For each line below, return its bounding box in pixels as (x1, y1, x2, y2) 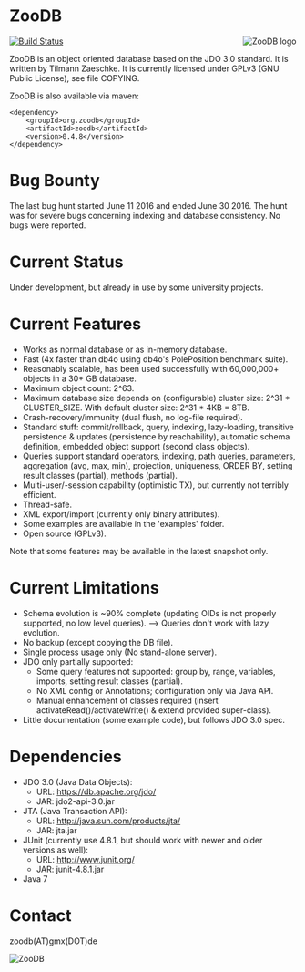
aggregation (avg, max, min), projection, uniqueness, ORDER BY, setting (22, 460, 293, 470)
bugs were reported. (9, 220, 86, 231)
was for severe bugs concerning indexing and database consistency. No (9, 210, 280, 221)
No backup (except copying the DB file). (22, 636, 174, 647)
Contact (9, 905, 72, 925)
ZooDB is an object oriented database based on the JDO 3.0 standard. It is (9, 53, 289, 64)
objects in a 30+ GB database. (22, 373, 137, 384)
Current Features (9, 314, 142, 334)
